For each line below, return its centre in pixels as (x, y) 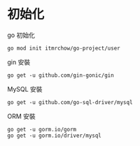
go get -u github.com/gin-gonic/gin (61, 75)
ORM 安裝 (22, 116)
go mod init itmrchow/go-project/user (64, 48)
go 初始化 (21, 35)
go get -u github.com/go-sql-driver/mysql (70, 102)
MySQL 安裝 (25, 89)
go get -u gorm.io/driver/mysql (54, 136)
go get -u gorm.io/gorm (42, 129)
